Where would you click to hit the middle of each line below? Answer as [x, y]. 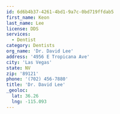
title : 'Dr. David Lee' [36, 85]
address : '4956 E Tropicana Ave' [48, 57]
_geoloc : [17, 90]
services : [19, 34]
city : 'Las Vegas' [29, 62]
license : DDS [22, 29]
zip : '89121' [22, 74]
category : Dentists [31, 46]
